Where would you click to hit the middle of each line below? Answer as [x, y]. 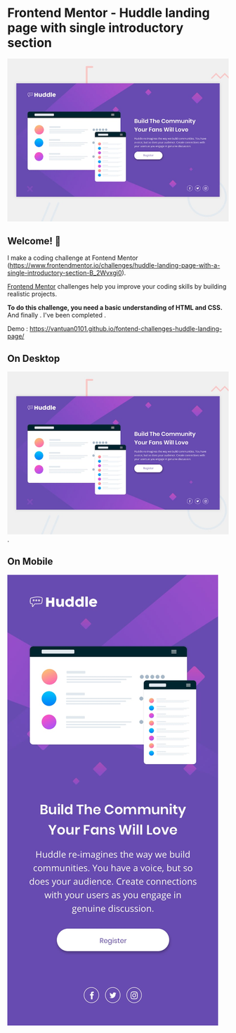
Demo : [18, 329]
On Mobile [30, 562]
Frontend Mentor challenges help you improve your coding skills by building [117, 287]
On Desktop [34, 358]
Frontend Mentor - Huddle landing [109, 13]
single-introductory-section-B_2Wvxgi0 [65, 273]
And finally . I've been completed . [57, 315]
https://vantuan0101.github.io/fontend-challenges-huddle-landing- [126, 329]
